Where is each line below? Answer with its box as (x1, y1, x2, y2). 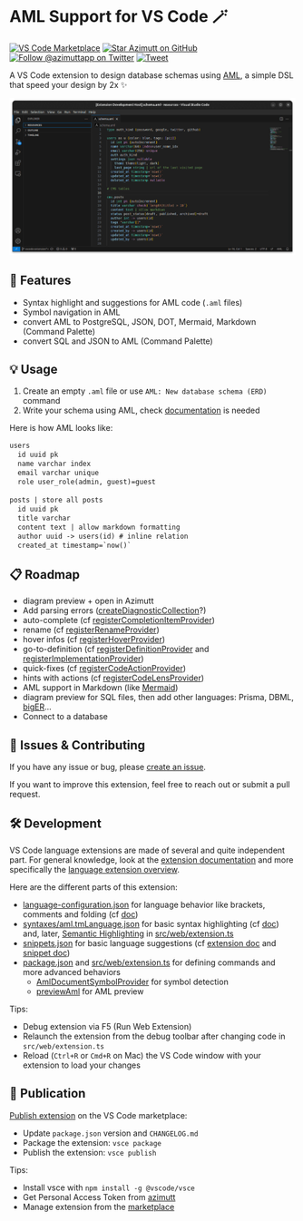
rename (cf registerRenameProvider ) (22, 624, 161, 635)
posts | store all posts (9, 495, 103, 505)
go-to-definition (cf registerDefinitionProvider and (22, 644, 210, 655)
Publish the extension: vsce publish (22, 1147, 157, 1158)
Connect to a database (22, 711, 109, 722)
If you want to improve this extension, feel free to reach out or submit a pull (9, 779, 290, 790)
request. (9, 789, 41, 800)
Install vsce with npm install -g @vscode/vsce (22, 1182, 195, 1193)
